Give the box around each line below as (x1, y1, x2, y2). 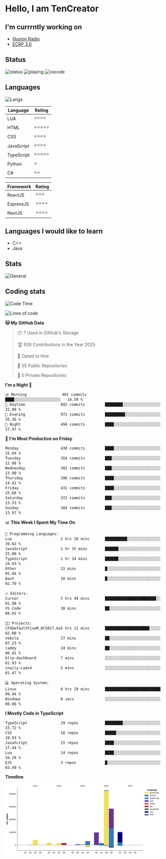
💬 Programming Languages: (5, 531, 58, 536)
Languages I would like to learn (5, 227, 103, 235)
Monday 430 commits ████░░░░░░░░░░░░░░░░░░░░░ (5, 445, 161, 451)
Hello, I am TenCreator (5, 3, 99, 14)
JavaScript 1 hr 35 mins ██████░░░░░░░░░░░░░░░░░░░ (5, 546, 161, 551)
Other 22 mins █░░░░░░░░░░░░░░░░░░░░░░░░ (5, 566, 161, 571)
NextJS (7, 210, 22, 216)
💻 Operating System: (5, 680, 50, 685)
